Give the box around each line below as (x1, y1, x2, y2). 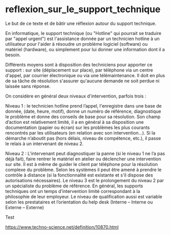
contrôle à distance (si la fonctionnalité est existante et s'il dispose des (5, 172, 153, 178)
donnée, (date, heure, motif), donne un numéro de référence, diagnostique (5, 108, 161, 114)
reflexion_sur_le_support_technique (5, 4, 161, 15)
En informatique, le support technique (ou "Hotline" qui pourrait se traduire (5, 30, 161, 36)
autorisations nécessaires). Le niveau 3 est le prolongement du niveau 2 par (5, 177, 164, 183)
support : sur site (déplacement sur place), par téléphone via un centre (5, 67, 153, 73)
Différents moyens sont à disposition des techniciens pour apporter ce (5, 61, 153, 68)
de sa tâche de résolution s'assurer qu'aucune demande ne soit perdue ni (5, 78, 160, 84)
